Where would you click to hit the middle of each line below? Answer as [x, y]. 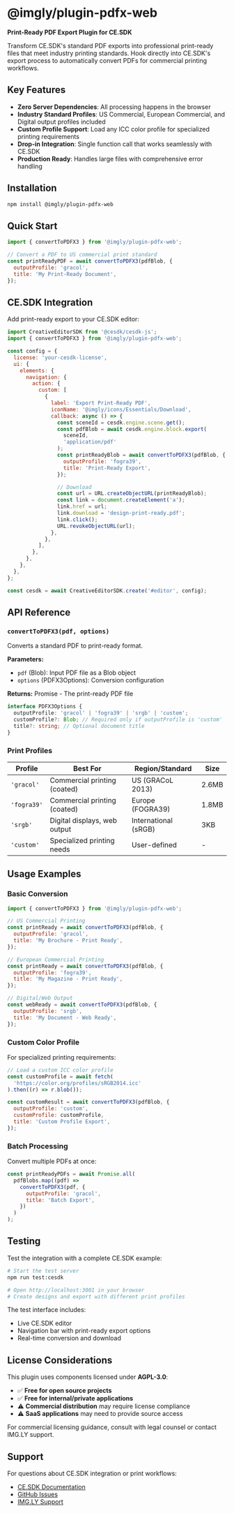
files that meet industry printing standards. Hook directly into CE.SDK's [109, 53]
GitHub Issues [37, 1494]
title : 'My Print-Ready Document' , [65, 274]
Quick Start [32, 226]
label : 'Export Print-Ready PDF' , [101, 403]
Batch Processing [38, 1146]
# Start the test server [43, 1271]
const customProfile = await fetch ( [60, 1076]
